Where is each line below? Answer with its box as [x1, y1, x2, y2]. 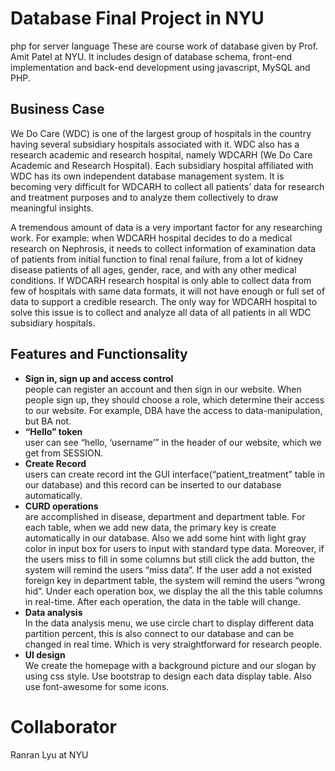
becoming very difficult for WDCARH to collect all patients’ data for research [10, 180, 325, 192]
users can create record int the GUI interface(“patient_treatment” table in [24, 468, 325, 480]
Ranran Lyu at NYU [10, 748, 89, 761]
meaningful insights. [10, 202, 94, 214]
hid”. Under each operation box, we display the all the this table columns [24, 585, 323, 597]
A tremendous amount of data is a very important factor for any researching [10, 221, 323, 233]
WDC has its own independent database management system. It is [10, 170, 285, 182]
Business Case [10, 101, 105, 118]
